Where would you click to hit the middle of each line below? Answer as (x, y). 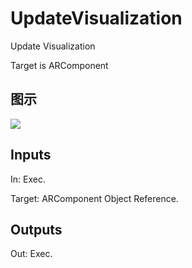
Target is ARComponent (59, 65)
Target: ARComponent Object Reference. (94, 198)
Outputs (36, 229)
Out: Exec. (31, 254)
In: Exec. (28, 179)
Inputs (31, 155)
